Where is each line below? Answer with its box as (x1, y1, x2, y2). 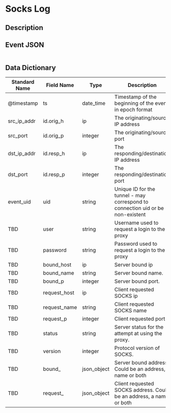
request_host (43, 289, 75, 297)
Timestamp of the (114, 94, 157, 101)
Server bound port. (114, 278, 160, 285)
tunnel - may (114, 192, 146, 199)
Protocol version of (114, 344, 160, 351)
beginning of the (114, 100, 154, 107)
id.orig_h (43, 117, 64, 125)
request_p (43, 315, 67, 322)
